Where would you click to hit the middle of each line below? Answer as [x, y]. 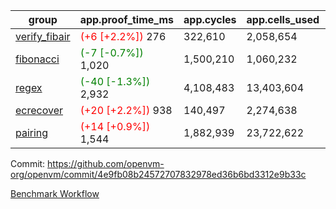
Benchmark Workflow [55, 193]
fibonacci [37, 59]
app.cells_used [283, 19]
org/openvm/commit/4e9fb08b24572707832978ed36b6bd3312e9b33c [158, 174]
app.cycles [210, 19]
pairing [32, 132]
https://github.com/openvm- [106, 163]
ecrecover [39, 110]
